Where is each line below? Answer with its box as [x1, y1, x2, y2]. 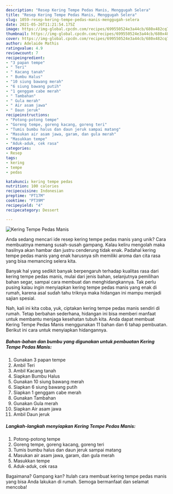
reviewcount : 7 [6, 50, 39, 55]
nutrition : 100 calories [6, 184, 59, 189]
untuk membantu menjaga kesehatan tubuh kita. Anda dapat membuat [6, 316, 155, 322]
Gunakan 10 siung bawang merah [13, 379, 84, 385]
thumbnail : [6, 31, 29, 36]
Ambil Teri [13, 362, 35, 368]
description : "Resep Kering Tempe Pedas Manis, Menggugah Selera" [6, 7, 151, 13]
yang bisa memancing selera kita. [6, 258, 77, 264]
